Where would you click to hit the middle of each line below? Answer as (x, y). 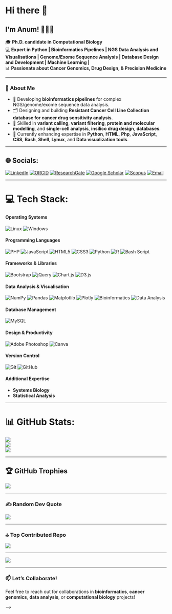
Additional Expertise (27, 379)
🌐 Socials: (22, 160)
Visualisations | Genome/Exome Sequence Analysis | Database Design (82, 57)
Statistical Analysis (34, 396)
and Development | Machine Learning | (47, 62)
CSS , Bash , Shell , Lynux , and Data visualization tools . (71, 140)
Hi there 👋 (26, 10)
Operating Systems (26, 217)
